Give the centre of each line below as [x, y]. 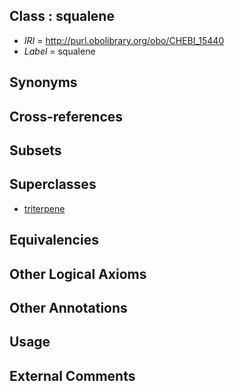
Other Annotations [68, 307]
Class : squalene [62, 16]
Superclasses [53, 184]
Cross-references [66, 116]
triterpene [44, 208]
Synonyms [43, 82]
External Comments [72, 375]
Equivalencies [54, 240]
